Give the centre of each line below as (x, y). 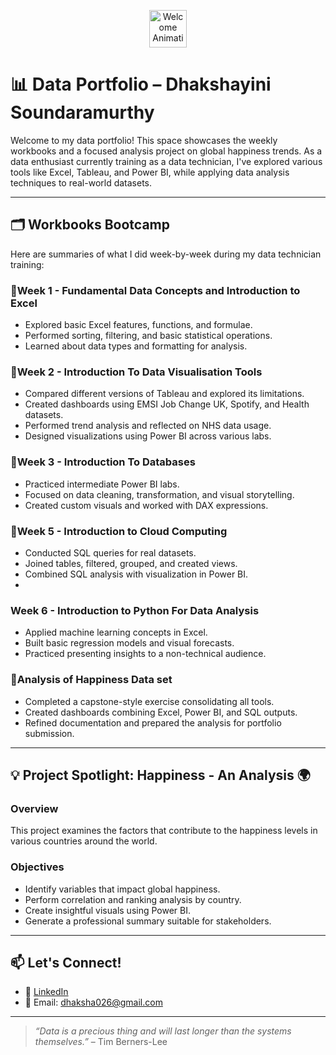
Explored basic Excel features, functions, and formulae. (138, 325)
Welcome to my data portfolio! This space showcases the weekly (144, 140)
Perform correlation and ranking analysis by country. (133, 899)
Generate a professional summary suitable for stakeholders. (148, 921)
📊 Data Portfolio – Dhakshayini (141, 84)
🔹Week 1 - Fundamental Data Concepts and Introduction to (155, 290)
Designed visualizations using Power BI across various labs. (148, 436)
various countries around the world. (84, 841)
